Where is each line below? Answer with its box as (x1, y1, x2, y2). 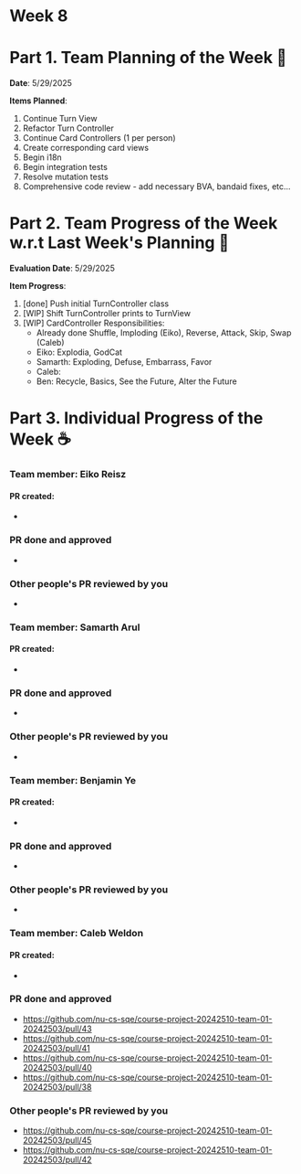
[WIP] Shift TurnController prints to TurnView (22, 308, 192, 319)
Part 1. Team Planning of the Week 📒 (9, 48, 287, 69)
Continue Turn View (22, 113, 98, 124)
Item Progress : (9, 281, 67, 292)
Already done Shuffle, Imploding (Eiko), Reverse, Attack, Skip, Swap (36, 327, 292, 338)
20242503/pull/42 (22, 1154, 93, 1166)
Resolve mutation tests (22, 171, 109, 183)
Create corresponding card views (22, 143, 149, 154)
